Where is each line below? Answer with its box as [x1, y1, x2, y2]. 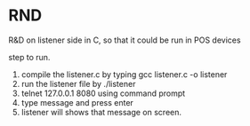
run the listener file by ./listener [20, 78, 136, 89]
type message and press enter [20, 97, 134, 107]
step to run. [8, 51, 51, 62]
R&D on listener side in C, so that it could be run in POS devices [8, 35, 241, 45]
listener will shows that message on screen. [20, 106, 182, 117]
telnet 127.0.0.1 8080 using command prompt [20, 88, 186, 98]
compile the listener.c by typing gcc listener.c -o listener [20, 68, 228, 80]
